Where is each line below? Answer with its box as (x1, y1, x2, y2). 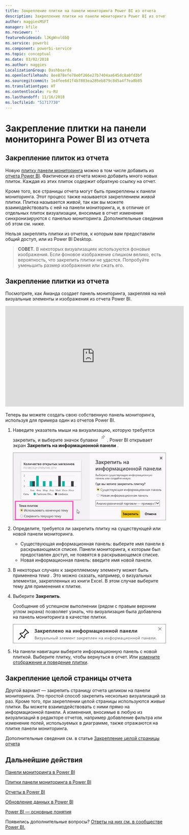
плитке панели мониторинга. (5, 726, 68, 732)
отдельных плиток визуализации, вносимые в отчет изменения (5, 210, 144, 216)
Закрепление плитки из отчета (5, 276, 110, 286)
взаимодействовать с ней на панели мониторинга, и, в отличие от (5, 204, 150, 211)
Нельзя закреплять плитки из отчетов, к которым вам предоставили (5, 230, 155, 237)
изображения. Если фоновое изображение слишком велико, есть (17, 251, 161, 258)
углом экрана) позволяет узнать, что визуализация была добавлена (12, 608, 161, 614)
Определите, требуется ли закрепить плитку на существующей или (12, 525, 161, 531)
